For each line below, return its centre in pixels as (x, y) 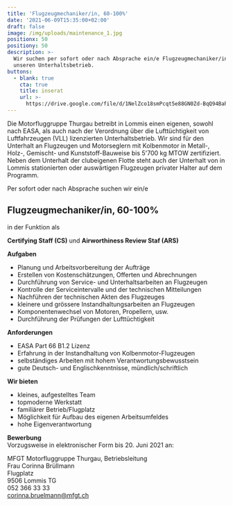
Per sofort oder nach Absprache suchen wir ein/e (78, 189)
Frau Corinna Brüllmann (41, 466)
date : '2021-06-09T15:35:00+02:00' (59, 20)
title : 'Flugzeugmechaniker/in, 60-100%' (68, 14)
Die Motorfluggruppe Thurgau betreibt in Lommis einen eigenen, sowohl (110, 123)
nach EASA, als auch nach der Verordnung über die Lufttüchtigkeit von (108, 131)
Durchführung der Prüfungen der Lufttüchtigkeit (86, 319)
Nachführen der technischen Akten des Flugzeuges (91, 297)
